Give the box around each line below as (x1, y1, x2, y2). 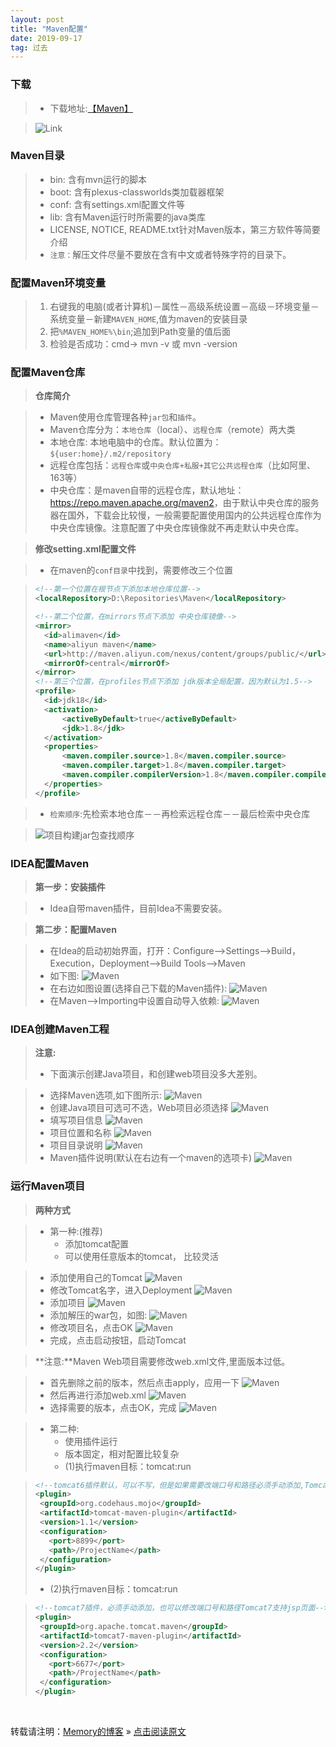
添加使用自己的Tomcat (49, 1271, 143, 1283)
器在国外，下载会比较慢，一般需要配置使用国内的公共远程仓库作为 (49, 509, 322, 521)
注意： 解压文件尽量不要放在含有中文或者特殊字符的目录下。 (49, 248, 292, 260)
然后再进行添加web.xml (49, 1389, 147, 1401)
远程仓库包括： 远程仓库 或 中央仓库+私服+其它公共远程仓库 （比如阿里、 (49, 459, 316, 471)
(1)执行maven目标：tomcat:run (64, 1460, 192, 1472)
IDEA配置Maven (10, 856, 90, 870)
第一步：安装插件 (34, 881, 106, 893)
